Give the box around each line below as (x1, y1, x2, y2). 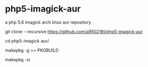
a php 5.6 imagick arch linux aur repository (5, 19, 91, 25)
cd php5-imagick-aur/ (5, 38, 49, 44)
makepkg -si (5, 56, 30, 62)
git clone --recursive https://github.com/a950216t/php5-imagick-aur (5, 28, 143, 34)
